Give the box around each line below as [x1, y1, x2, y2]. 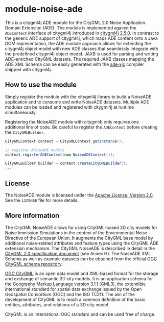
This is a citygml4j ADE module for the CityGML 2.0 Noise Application [5, 20, 145, 25]
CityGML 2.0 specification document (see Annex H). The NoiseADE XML [5, 250, 151, 256]
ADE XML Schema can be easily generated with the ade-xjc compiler [5, 61, 144, 67]
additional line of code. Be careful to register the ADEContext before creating [5, 124, 158, 130]
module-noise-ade [5, 3, 83, 15]
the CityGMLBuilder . [5, 129, 45, 135]
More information [5, 212, 60, 220]
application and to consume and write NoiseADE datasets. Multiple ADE [5, 99, 149, 105]
